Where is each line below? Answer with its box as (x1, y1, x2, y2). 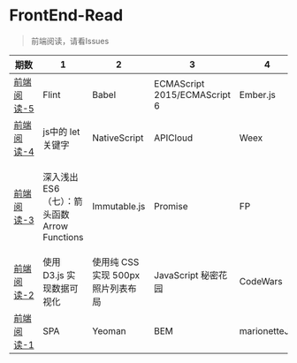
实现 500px (92, 268, 140, 281)
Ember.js (239, 88, 276, 101)
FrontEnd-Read (9, 5, 124, 26)
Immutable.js (92, 200, 146, 212)
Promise (154, 200, 188, 212)
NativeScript (92, 132, 144, 144)
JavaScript (154, 268, 199, 281)
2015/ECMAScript (154, 88, 232, 101)
